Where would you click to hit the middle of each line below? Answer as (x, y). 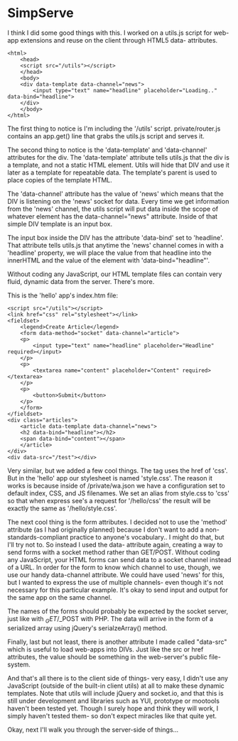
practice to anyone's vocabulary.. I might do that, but (147, 537)
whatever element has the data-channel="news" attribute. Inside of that (113, 216)
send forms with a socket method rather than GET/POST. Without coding (114, 552)
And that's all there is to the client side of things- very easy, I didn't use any (118, 678)
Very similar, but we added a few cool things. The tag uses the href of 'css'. (118, 471)
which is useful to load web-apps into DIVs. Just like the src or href (106, 649)
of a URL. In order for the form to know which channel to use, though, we (114, 567)
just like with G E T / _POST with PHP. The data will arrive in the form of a (110, 619)
